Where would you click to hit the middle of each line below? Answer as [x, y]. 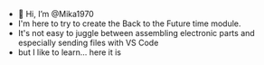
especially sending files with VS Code [88, 42]
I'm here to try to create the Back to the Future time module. [129, 23]
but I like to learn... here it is [70, 52]
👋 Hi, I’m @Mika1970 [56, 14]
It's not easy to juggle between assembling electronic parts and [136, 33]
